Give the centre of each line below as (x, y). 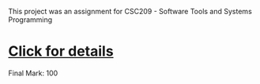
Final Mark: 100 (33, 73)
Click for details (61, 51)
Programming (30, 20)
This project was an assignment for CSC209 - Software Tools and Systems (130, 11)
